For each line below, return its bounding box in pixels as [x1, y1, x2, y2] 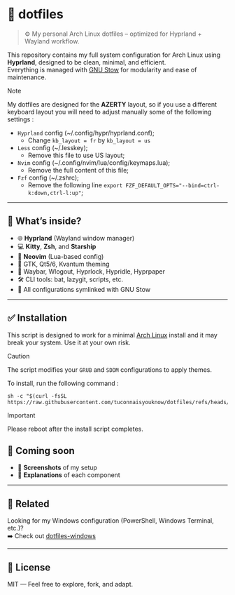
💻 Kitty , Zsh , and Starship [17, 242, 97, 250]
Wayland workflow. [24, 36, 80, 45]
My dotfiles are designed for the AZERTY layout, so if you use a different [7, 100, 218, 108]
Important [7, 410, 36, 420]
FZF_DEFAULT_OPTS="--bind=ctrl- [125, 182, 220, 189]
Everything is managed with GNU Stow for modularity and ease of [7, 65, 197, 74]
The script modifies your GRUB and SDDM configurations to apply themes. [7, 365, 212, 374]
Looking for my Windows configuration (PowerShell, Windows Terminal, [7, 516, 215, 525]
